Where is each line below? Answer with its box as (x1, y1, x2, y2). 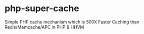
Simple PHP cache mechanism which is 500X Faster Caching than (4, 19, 140, 25)
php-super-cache (4, 3, 80, 14)
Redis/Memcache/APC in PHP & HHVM (4, 24, 85, 30)
